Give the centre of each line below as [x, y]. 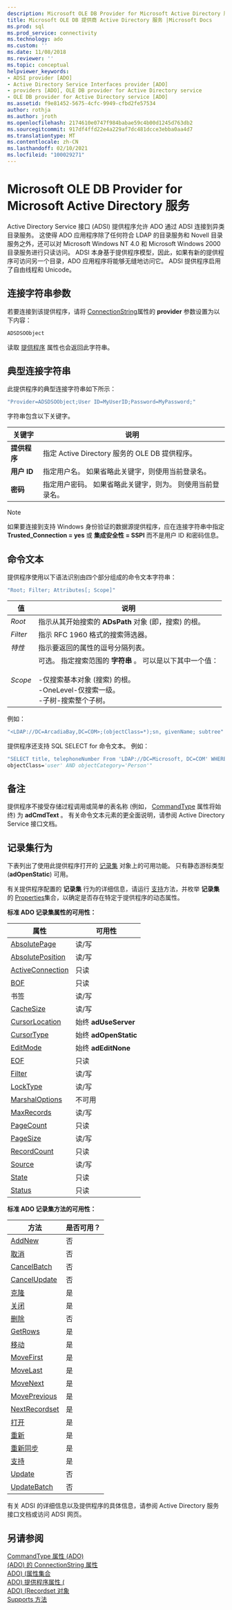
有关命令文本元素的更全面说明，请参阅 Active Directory [146, 815]
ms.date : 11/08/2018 [37, 53]
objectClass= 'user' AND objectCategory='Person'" [80, 765]
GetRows [25, 1332]
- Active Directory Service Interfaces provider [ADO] [88, 84]
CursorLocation [36, 1022]
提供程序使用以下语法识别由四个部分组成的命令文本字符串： [92, 577]
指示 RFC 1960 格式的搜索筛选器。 [95, 634]
